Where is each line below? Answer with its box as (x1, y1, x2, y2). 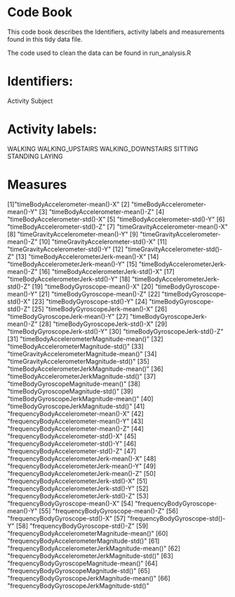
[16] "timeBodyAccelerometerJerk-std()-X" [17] (39, 267, 175, 275)
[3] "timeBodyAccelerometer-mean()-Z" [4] (39, 207, 165, 215)
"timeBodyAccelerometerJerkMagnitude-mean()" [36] (7, 364, 163, 373)
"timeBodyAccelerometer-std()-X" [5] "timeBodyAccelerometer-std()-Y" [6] (7, 215, 225, 223)
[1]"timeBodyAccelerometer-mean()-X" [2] (7, 200, 130, 208)
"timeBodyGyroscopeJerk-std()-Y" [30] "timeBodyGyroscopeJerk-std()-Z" (7, 327, 224, 335)
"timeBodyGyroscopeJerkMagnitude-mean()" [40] (7, 394, 154, 403)
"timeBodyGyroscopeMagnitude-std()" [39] (7, 387, 133, 395)
